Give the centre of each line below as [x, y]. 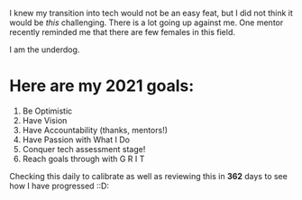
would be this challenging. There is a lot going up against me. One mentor [146, 23]
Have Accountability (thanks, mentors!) [95, 130]
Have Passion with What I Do [76, 140]
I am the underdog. [45, 50]
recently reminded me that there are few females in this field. [123, 32]
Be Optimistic [47, 111]
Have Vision [45, 120]
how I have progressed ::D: [59, 186]
